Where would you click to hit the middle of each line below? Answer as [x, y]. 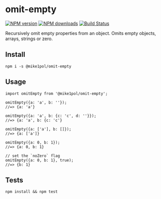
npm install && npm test [31, 192]
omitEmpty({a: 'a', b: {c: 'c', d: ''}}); [51, 116]
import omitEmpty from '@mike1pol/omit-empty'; [57, 93]
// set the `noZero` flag [33, 156]
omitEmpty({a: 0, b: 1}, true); [39, 160]
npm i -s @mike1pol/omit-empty [38, 66]
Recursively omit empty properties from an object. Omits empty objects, [81, 33]
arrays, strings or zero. [29, 39]
